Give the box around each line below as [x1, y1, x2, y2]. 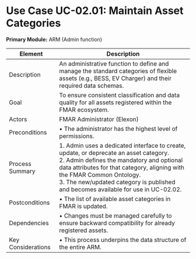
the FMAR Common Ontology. [59, 171, 141, 179]
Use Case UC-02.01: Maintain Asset [6, 4, 184, 18]
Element [19, 50, 43, 58]
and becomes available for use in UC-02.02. [59, 185, 182, 194]
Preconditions [9, 128, 47, 136]
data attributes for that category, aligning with [59, 163, 185, 171]
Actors [9, 115, 27, 123]
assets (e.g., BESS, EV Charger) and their [59, 74, 172, 82]
